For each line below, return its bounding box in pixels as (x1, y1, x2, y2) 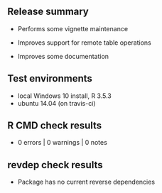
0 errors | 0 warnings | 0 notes (17, 138, 108, 147)
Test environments (7, 72, 92, 84)
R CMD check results (7, 120, 102, 132)
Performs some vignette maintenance (17, 24, 129, 33)
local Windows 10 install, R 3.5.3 (17, 92, 112, 100)
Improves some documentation (17, 52, 109, 60)
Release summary (7, 6, 89, 18)
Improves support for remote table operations (17, 38, 151, 47)
